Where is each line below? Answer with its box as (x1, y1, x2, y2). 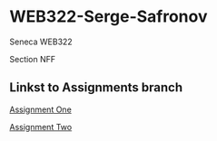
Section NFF (9, 53, 56, 64)
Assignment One (9, 104, 73, 115)
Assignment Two (9, 121, 73, 132)
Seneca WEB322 (9, 36, 73, 47)
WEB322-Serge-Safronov (9, 6, 208, 27)
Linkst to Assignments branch (9, 80, 183, 96)
